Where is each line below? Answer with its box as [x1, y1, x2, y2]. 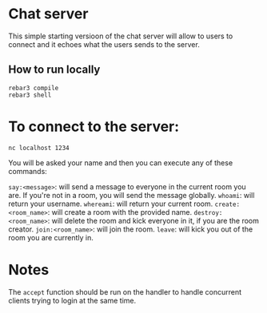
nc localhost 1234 [8, 144, 70, 152]
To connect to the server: [8, 117, 180, 136]
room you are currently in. [8, 232, 94, 242]
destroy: [193, 208, 223, 216]
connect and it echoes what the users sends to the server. [8, 39, 200, 49]
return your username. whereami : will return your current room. [8, 199, 213, 208]
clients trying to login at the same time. [8, 295, 137, 305]
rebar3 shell [8, 91, 52, 99]
